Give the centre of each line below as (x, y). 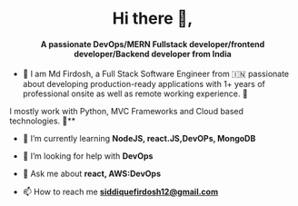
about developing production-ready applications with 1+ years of (144, 84)
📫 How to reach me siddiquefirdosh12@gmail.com (120, 192)
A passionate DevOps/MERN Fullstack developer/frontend (153, 44)
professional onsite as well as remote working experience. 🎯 (135, 93)
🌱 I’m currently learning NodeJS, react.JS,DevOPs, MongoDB (139, 139)
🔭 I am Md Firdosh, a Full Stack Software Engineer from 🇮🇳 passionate (156, 74)
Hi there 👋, (153, 19)
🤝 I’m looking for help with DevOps (88, 156)
